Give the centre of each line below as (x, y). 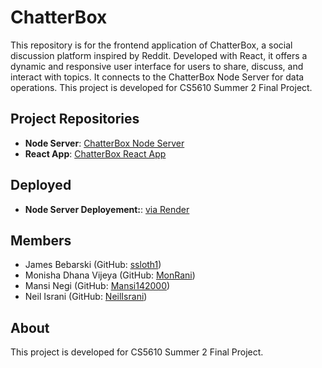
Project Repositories (75, 119)
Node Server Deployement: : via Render (107, 209)
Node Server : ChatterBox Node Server (104, 143)
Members (41, 240)
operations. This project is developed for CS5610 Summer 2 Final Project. (161, 87)
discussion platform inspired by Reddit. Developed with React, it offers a (159, 55)
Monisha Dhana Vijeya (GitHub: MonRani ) (110, 275)
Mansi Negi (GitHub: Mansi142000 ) (97, 286)
